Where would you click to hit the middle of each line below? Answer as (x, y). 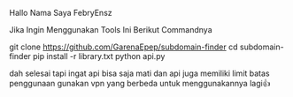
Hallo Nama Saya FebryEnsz (61, 13)
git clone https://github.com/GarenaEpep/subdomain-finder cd (123, 47)
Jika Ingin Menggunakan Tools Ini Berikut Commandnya (111, 30)
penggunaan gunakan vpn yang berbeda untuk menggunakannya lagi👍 (140, 83)
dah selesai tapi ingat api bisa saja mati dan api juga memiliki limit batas (139, 73)
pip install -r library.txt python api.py (99, 56)
